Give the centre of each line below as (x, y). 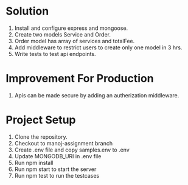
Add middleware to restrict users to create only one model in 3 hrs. (98, 47)
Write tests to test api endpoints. (55, 54)
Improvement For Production (80, 79)
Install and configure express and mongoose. (71, 28)
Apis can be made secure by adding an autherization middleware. (97, 95)
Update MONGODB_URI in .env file (58, 156)
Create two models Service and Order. (62, 34)
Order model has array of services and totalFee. (75, 41)
